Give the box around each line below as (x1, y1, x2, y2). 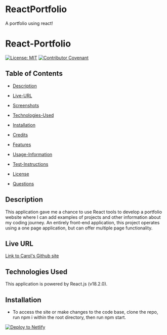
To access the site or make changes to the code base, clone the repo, (12, 309, 158, 315)
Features (12, 141, 31, 148)
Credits (12, 131, 28, 137)
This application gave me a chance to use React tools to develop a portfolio (5, 209, 162, 215)
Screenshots (12, 102, 39, 108)
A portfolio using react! (5, 20, 53, 26)
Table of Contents (5, 69, 63, 78)
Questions (12, 180, 34, 186)
